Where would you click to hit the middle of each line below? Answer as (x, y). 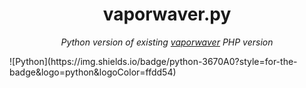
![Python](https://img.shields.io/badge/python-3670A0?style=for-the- (153, 61)
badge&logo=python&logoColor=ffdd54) (93, 72)
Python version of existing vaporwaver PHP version (167, 42)
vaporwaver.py (167, 14)
